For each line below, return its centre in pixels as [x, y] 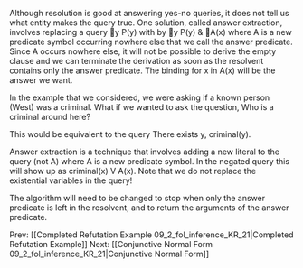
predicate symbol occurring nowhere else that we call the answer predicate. [151, 42]
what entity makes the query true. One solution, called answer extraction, [146, 23]
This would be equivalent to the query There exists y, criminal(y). [130, 134]
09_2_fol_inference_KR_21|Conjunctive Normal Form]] [109, 254]
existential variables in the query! [71, 180]
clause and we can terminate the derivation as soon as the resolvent [137, 61]
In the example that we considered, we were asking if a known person [140, 97]
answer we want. [41, 80]
